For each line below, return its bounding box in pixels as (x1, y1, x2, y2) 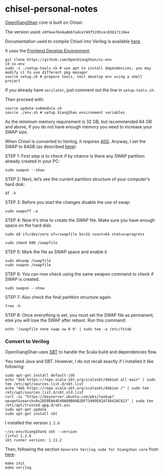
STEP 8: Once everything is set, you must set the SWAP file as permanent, (5, 312, 154, 318)
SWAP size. (5, 129, 28, 135)
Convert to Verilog (5, 338, 50, 345)
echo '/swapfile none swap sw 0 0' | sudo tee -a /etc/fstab (5, 327, 132, 331)
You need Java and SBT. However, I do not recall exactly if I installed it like (5, 359, 154, 365)
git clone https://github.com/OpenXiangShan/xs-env (5, 57, 112, 62)
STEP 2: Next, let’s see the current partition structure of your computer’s (5, 176, 150, 182)
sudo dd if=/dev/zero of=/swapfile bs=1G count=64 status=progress (5, 232, 145, 237)
